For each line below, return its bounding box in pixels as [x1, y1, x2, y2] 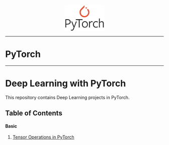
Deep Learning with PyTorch [5, 78, 126, 89]
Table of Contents [5, 109, 63, 117]
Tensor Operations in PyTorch [12, 134, 74, 140]
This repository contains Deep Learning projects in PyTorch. [5, 94, 130, 100]
